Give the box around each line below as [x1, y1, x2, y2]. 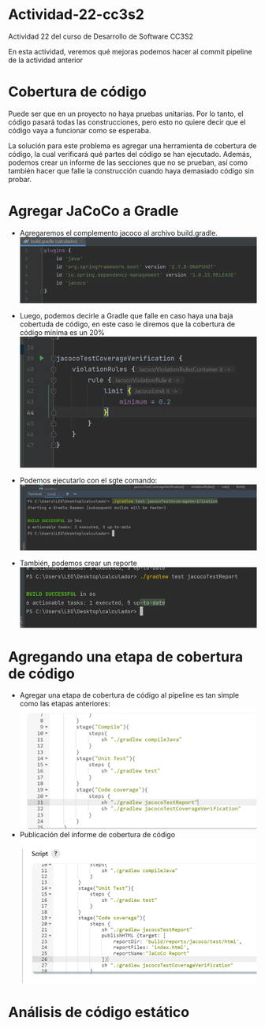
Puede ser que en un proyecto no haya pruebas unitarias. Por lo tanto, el [8, 109, 244, 118]
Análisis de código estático [8, 1003, 190, 1021]
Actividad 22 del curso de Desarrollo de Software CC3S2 [8, 32, 194, 41]
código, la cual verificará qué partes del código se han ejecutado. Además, [8, 149, 252, 158]
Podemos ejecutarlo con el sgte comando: [19, 475, 158, 486]
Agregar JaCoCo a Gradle [8, 203, 179, 220]
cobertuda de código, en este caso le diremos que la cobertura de [19, 319, 235, 329]
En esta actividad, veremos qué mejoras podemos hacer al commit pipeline [8, 47, 252, 56]
